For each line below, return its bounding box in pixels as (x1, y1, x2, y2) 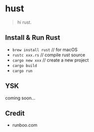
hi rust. (17, 19, 32, 25)
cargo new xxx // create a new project (12, 57, 89, 63)
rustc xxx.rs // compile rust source (12, 52, 86, 58)
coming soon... (5, 95, 36, 101)
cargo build (12, 63, 37, 68)
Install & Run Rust (5, 33, 60, 42)
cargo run (12, 68, 33, 73)
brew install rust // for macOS (12, 46, 78, 52)
